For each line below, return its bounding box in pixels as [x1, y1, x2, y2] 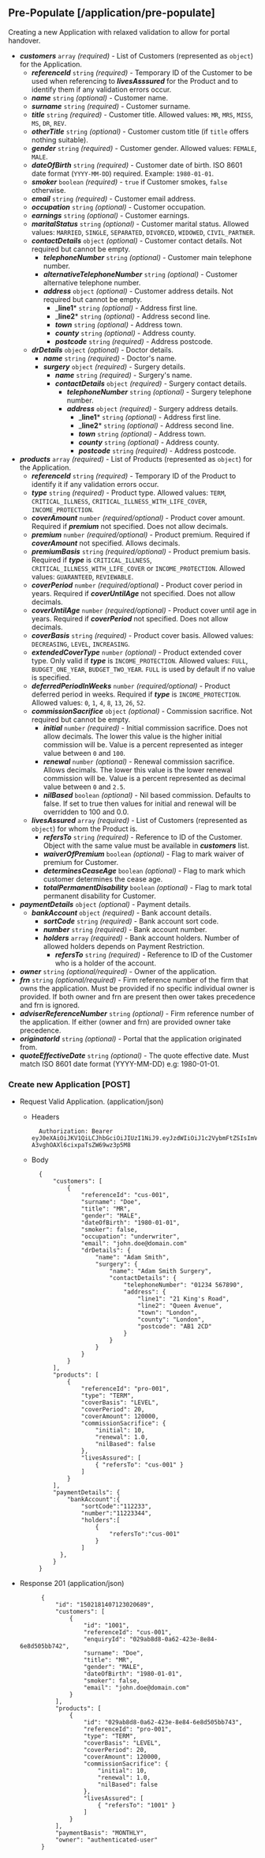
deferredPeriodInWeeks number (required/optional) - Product [31, 681, 230, 690]
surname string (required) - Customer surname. [31, 101, 191, 111]
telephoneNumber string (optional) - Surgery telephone [66, 387, 252, 396]
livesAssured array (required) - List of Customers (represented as [31, 815, 248, 825]
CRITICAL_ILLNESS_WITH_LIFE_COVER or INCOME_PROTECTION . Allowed [31, 563, 246, 572]
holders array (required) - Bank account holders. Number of [43, 933, 240, 942]
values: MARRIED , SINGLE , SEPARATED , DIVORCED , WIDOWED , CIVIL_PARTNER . [31, 227, 256, 236]
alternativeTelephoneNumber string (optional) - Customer [43, 269, 238, 279]
